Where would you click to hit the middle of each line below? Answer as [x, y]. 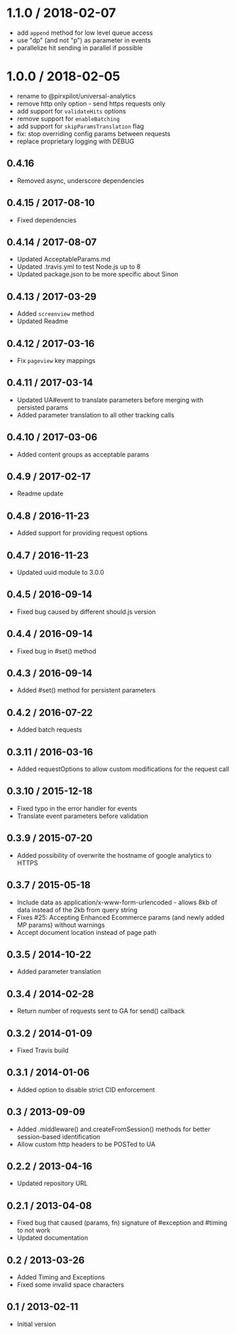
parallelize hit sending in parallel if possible [80, 47]
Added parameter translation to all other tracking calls [96, 415]
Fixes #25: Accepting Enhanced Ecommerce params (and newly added [120, 917]
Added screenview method [56, 314]
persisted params [43, 407]
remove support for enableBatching [68, 118]
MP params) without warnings [61, 925]
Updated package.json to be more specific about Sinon [97, 274]
